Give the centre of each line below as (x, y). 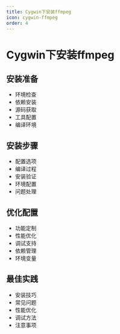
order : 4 (17, 23)
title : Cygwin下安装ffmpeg (39, 12)
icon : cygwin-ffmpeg (32, 18)
